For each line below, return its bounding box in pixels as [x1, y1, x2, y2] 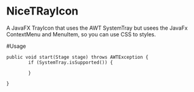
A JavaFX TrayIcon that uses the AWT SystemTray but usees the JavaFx [6, 24, 188, 31]
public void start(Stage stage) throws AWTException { [6, 54, 149, 60]
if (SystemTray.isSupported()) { [28, 59, 113, 65]
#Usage [6, 42, 26, 50]
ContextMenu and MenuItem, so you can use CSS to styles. [6, 30, 156, 38]
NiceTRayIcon [6, 4, 79, 18]
